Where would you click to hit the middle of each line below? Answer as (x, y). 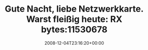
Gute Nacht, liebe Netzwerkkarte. (74, 9)
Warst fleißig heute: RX (74, 19)
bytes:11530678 (74, 30)
